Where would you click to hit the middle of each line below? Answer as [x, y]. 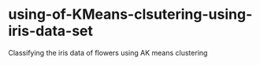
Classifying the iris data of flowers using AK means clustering [108, 52]
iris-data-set [50, 31]
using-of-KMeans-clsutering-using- [130, 14]
